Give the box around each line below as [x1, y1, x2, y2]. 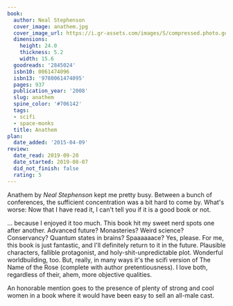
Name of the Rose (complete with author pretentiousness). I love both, [7, 263, 208, 271]
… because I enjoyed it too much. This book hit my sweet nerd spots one [7, 219, 215, 227]
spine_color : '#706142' [13, 101, 82, 108]
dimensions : [13, 36, 49, 43]
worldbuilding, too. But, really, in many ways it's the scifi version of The [7, 255, 211, 264]
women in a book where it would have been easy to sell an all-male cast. [7, 291, 215, 299]
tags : [13, 107, 30, 114]
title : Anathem [13, 126, 58, 133]
